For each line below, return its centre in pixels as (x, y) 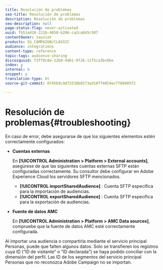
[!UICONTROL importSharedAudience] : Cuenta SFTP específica (86, 186)
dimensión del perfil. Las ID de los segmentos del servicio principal (73, 257)
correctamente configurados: (35, 141)
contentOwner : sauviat (28, 38)
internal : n (17, 70)
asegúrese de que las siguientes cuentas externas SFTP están (76, 166)
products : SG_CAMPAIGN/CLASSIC (37, 42)
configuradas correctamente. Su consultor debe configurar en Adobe (83, 171)
